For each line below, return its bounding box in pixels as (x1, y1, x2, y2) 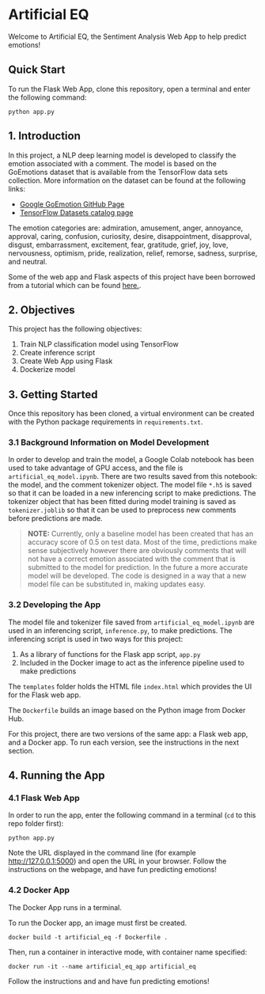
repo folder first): (8, 819, 64, 829)
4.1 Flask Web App (8, 793, 81, 804)
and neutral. (8, 256, 47, 266)
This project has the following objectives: (8, 324, 142, 334)
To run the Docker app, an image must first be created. (8, 918, 187, 928)
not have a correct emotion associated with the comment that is (27, 554, 236, 563)
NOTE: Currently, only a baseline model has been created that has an (27, 529, 254, 539)
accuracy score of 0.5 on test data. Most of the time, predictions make (27, 537, 257, 547)
